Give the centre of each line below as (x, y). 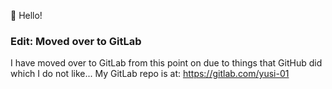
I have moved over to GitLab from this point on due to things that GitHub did (166, 63)
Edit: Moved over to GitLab (76, 41)
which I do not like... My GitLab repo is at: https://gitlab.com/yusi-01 (150, 74)
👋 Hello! (26, 15)
